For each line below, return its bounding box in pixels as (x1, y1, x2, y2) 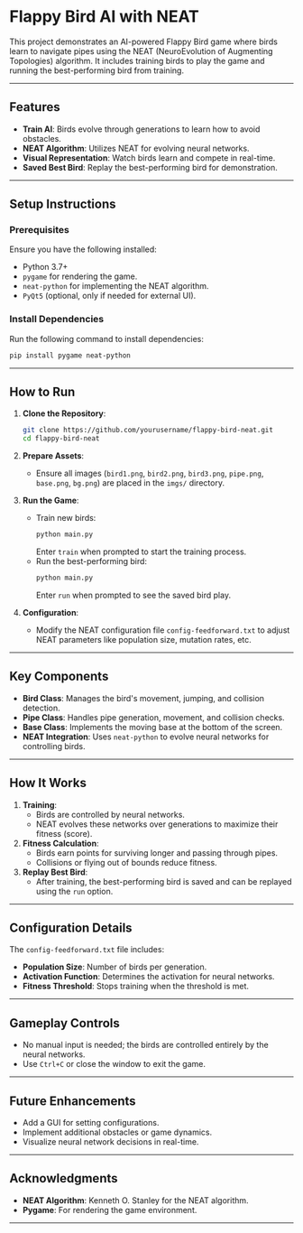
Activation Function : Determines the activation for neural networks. (22, 971, 275, 982)
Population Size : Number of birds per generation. (22, 961, 207, 972)
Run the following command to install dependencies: (9, 333, 205, 344)
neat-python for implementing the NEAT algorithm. (22, 281, 209, 292)
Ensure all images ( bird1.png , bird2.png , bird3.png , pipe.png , (35, 468, 264, 479)
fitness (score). (35, 828, 93, 839)
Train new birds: (35, 513, 96, 524)
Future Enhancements (9, 1093, 137, 1108)
